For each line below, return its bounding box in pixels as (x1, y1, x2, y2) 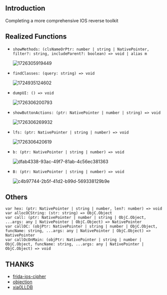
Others (5, 193, 28, 202)
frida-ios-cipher (12, 274, 46, 280)
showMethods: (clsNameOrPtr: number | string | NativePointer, (12, 47, 150, 52)
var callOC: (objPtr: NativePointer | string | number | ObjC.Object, (5, 224, 158, 229)
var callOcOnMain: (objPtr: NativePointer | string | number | (5, 237, 142, 243)
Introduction (5, 4, 46, 13)
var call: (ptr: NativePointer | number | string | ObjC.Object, (5, 215, 146, 220)
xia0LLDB (12, 284, 33, 290)
